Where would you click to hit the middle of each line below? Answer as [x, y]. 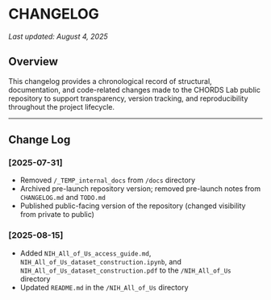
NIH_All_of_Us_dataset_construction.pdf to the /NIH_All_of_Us [125, 270]
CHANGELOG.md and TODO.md [63, 198]
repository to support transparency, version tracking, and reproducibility [128, 98]
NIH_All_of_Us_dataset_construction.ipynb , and [100, 261]
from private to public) [57, 215]
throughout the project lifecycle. [62, 106]
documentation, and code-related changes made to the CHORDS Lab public [134, 90]
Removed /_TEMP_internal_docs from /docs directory [108, 180]
